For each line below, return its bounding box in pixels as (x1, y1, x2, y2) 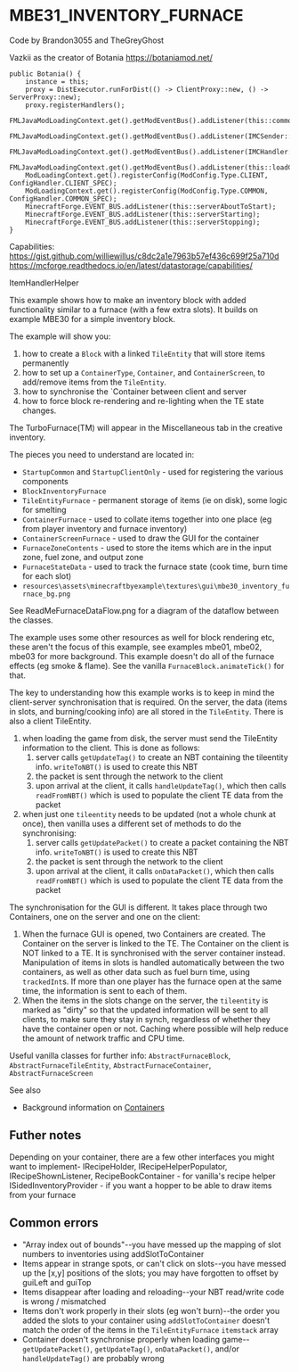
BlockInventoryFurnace (21, 487, 107, 496)
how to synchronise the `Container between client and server (21, 385, 247, 397)
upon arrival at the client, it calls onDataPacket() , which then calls (35, 865, 275, 876)
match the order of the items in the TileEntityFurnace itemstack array (21, 1324, 279, 1335)
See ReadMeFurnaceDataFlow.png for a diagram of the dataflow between (9, 605, 279, 616)
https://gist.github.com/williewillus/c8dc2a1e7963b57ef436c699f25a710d (9, 251, 279, 261)
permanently (21, 358, 69, 368)
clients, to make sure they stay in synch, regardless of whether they (21, 1013, 271, 1024)
